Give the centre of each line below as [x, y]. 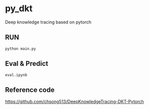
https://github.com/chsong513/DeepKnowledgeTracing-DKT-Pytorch [74, 102]
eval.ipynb [16, 75]
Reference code [30, 90]
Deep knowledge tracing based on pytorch [48, 22]
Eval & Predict [27, 64]
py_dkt [19, 9]
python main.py [21, 49]
